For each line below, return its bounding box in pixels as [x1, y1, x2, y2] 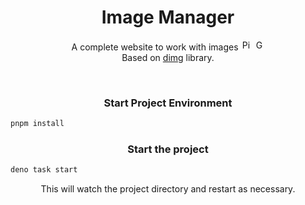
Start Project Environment [103, 96, 233, 110]
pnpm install [10, 119, 65, 129]
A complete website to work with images [71, 41, 239, 53]
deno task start [10, 165, 78, 175]
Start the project [127, 142, 209, 156]
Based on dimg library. [121, 51, 215, 63]
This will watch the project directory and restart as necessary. [40, 183, 296, 195]
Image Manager [101, 6, 235, 29]
